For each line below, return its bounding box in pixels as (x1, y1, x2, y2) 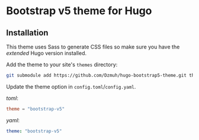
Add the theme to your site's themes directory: (6, 61, 118, 68)
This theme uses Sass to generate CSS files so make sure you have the (6, 43, 180, 50)
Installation (6, 28, 49, 38)
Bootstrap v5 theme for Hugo (6, 4, 152, 18)
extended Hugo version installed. (6, 50, 87, 57)
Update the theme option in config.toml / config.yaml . (6, 83, 136, 90)
